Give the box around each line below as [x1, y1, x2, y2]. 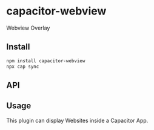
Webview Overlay [6, 24, 50, 31]
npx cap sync [6, 63, 39, 70]
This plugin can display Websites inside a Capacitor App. [6, 117, 149, 124]
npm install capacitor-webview [6, 57, 85, 64]
